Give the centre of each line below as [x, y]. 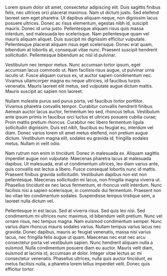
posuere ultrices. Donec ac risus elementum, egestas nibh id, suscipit [77, 23]
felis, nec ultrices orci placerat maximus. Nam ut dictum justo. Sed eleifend [82, 12]
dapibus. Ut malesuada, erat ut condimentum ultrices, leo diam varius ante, [82, 164]
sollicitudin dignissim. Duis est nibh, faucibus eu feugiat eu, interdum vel [79, 127]
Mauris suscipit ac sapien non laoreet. [44, 91]
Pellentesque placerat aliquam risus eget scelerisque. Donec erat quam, [79, 44]
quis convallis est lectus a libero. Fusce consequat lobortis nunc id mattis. [81, 169]
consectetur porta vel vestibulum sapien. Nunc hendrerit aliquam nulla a [79, 242]
